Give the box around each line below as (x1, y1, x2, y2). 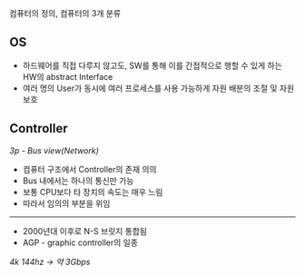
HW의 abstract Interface (22, 71, 113, 82)
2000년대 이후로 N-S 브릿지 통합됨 (22, 225, 148, 236)
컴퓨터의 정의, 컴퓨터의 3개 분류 (9, 8, 121, 18)
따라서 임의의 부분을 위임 (22, 198, 111, 209)
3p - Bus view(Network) (9, 144, 100, 156)
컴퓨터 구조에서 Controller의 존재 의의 (22, 163, 157, 174)
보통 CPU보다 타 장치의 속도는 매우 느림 (22, 186, 163, 197)
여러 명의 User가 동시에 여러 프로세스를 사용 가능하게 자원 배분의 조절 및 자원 (22, 83, 295, 94)
